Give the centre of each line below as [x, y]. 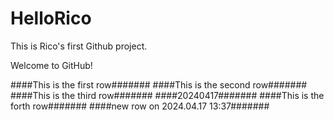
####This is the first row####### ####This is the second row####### [159, 84]
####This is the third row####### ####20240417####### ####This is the [167, 95]
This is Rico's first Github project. [79, 46]
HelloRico [51, 18]
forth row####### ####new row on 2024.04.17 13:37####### [140, 106]
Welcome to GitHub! [51, 65]
